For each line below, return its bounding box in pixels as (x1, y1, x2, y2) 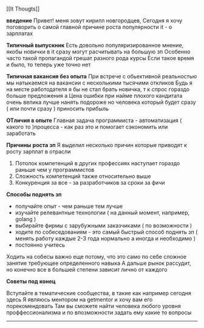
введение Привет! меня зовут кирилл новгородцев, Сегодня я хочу (6, 17, 183, 24)
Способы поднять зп (6, 191, 62, 198)
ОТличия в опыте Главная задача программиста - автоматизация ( (6, 117, 182, 124)
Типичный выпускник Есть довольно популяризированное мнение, (6, 42, 184, 49)
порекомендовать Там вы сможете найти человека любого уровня (6, 302, 181, 309)
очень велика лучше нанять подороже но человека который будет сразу (6, 98, 196, 106)
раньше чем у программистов (15, 166, 95, 173)
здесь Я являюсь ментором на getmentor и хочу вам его (6, 296, 153, 303)
